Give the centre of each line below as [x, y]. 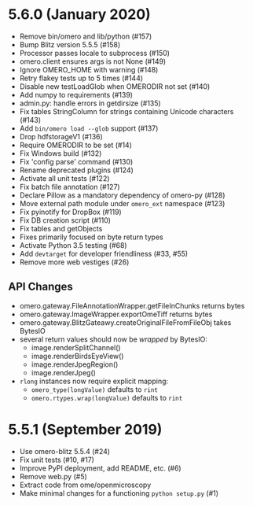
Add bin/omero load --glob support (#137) [89, 128]
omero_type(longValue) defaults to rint [95, 389]
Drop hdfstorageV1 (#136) [61, 136]
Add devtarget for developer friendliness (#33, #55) [104, 253]
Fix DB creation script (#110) [65, 220]
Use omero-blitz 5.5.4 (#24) [65, 451]
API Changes [40, 287]
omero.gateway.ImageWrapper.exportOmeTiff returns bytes [116, 314]
